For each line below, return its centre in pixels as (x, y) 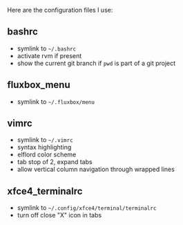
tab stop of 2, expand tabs (55, 162)
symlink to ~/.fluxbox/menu (56, 101)
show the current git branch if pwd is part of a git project (96, 63)
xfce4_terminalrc (45, 191)
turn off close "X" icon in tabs (59, 215)
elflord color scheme (47, 154)
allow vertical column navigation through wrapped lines (96, 170)
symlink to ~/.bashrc (47, 48)
